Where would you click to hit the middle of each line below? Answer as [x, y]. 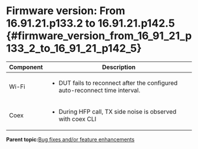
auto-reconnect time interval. [99, 90]
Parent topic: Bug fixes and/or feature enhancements [70, 139]
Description [119, 67]
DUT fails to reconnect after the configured [118, 82]
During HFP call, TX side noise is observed [118, 111]
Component [26, 67]
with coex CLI [77, 119]
